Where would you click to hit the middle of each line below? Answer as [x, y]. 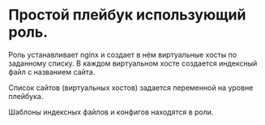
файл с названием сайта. [52, 71]
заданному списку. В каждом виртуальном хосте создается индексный [133, 63]
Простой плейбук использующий [127, 15]
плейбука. [26, 96]
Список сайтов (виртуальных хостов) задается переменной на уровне [131, 88]
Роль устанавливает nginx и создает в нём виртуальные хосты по [123, 54]
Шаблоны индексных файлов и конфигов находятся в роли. [111, 112]
